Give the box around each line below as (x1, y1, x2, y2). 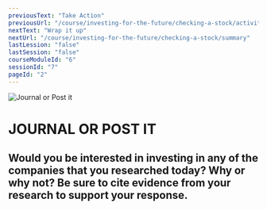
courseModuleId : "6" (8, 56, 77, 64)
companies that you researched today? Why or (8, 164, 246, 178)
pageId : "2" (8, 71, 48, 78)
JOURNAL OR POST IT (8, 120, 157, 138)
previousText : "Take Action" (8, 11, 105, 20)
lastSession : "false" (8, 48, 80, 56)
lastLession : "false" (8, 41, 80, 49)
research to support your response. (8, 189, 188, 202)
